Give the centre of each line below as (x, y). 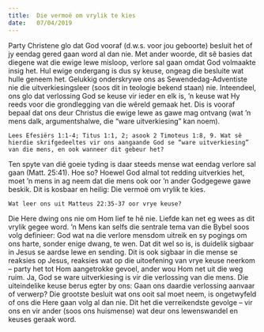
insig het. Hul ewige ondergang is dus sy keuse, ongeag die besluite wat (126, 70)
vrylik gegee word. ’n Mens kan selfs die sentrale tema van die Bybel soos (129, 227)
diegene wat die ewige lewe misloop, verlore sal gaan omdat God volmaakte (132, 62)
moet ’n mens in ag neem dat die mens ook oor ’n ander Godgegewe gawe (130, 181)
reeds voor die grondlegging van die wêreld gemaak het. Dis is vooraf (122, 104)
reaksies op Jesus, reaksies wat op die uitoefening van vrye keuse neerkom (132, 260)
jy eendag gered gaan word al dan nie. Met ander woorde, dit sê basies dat (130, 54)
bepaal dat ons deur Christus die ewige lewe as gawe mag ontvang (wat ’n (130, 112)
